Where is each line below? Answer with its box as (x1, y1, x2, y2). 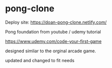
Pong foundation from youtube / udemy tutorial (5, 29, 101, 34)
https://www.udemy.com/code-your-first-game (5, 38, 102, 44)
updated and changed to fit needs (5, 57, 75, 63)
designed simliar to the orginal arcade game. (5, 48, 97, 54)
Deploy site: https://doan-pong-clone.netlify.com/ (5, 19, 107, 25)
